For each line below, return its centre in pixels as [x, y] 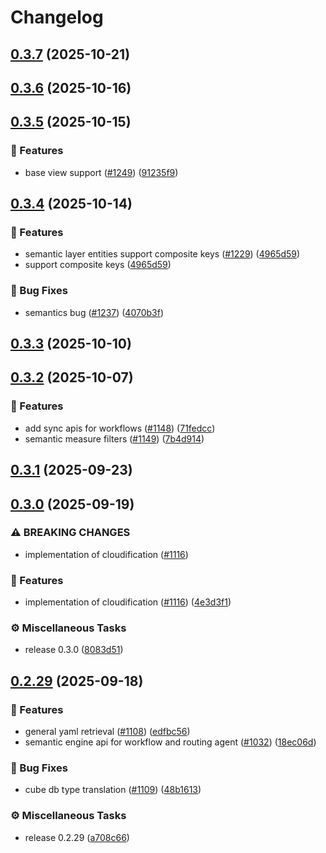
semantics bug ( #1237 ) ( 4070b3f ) [94, 312]
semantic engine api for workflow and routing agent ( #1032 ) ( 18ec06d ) [170, 742]
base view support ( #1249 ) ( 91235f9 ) [101, 172]
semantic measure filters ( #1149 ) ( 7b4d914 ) [114, 438]
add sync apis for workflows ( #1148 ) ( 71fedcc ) [120, 428]
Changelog [57, 17]
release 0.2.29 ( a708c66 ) [77, 837]
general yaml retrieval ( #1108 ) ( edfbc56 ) [107, 732]
